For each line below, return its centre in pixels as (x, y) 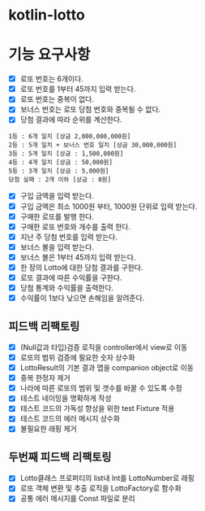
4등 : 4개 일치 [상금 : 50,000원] (61, 163)
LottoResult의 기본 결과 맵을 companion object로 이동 (107, 368)
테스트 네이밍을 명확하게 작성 (66, 398)
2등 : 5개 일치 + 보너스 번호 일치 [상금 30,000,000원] (93, 145)
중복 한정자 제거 (45, 378)
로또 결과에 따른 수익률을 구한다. (71, 277)
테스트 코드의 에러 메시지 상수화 (70, 419)
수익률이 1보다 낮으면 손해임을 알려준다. (82, 298)
